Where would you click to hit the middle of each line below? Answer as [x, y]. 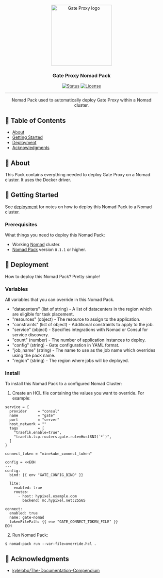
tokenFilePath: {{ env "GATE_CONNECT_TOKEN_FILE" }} [64, 522]
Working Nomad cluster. [36, 245]
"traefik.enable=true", [38, 433]
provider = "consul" [34, 412]
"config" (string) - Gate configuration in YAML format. [66, 345]
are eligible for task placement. [43, 314]
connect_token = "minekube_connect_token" [49, 454]
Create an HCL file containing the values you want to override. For [78, 393]
